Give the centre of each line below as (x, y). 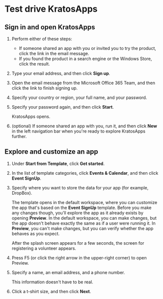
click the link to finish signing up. (45, 88)
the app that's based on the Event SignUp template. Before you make (81, 207)
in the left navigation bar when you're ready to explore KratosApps (79, 131)
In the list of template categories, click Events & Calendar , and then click (85, 173)
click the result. (34, 64)
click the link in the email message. (54, 53)
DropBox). (22, 193)
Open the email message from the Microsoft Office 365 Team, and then (83, 83)
